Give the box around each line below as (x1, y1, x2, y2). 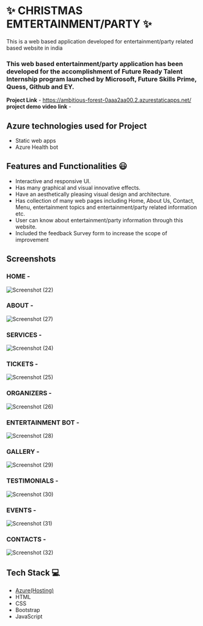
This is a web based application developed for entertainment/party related (6, 37, 194, 45)
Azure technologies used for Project (6, 121, 147, 131)
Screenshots (6, 254, 56, 264)
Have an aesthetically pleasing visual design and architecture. (15, 190, 171, 198)
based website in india (6, 44, 63, 51)
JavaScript (15, 613, 43, 620)
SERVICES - (6, 330, 42, 339)
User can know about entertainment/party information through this (15, 216, 183, 224)
